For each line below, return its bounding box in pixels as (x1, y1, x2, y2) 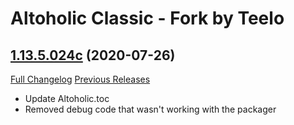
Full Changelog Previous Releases (10, 73, 151, 85)
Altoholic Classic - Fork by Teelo (10, 7, 285, 30)
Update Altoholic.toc (24, 93, 110, 104)
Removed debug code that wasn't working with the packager (24, 103, 277, 115)
